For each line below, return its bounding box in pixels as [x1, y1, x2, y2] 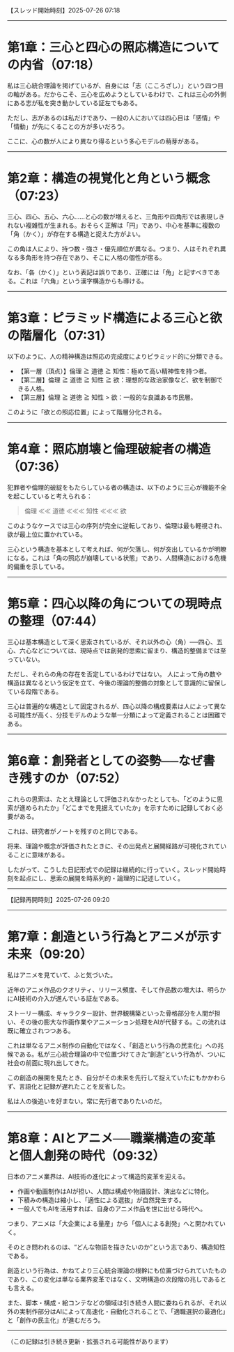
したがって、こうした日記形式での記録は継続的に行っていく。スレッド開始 [7, 865, 220, 873]
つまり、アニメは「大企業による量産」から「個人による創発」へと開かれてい [7, 1219, 226, 1227]
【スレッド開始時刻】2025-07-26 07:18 [7, 6, 120, 14]
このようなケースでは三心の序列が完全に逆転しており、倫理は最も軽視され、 [7, 521, 226, 529]
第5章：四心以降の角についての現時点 [7, 596, 222, 612]
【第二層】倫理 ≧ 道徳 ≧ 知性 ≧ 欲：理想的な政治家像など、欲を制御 [17, 375, 217, 384]
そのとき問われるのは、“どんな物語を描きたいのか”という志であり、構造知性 [7, 1243, 226, 1251]
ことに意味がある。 [13, 850, 68, 859]
